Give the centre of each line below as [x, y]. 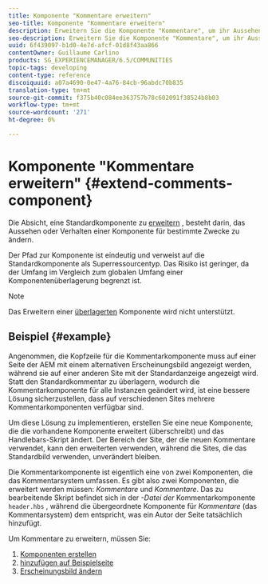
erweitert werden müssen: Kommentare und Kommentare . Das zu [116, 489]
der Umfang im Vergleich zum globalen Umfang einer [96, 272]
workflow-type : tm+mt [44, 105]
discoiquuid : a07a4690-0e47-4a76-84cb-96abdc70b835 [96, 82]
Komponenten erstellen [58, 554]
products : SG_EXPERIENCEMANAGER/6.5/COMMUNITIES [91, 61]
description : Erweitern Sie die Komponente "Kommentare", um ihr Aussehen [135, 30]
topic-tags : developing [48, 68]
